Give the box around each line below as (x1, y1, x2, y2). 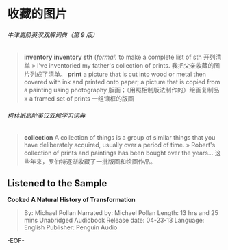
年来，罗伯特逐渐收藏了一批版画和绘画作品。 (29, 157, 156, 165)
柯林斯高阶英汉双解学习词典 (7, 111, 86, 120)
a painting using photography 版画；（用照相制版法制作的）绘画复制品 (23, 86, 220, 95)
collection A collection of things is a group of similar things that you (23, 133, 216, 141)
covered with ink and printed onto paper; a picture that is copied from (23, 78, 220, 86)
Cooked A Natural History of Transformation (7, 196, 136, 204)
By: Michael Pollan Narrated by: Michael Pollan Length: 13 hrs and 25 (23, 209, 219, 217)
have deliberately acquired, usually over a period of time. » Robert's (23, 140, 216, 149)
